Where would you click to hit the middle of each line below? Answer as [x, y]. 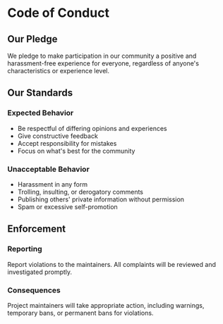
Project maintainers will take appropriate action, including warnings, [106, 305]
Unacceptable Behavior [48, 169]
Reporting [25, 249]
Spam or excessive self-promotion [67, 206]
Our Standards [40, 93]
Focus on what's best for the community [76, 151]
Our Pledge [32, 39]
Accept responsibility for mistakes [67, 143]
